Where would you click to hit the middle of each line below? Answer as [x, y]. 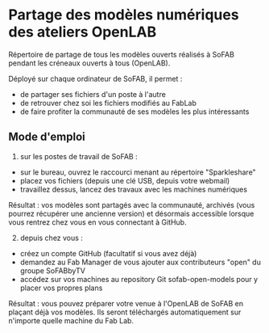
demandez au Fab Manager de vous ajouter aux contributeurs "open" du [141, 262]
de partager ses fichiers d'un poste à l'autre [93, 94]
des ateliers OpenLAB [83, 32]
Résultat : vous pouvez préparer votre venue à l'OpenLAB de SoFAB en [126, 303]
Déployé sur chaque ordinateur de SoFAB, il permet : [95, 78]
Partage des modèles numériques [124, 15]
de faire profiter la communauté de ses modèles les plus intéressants [134, 112]
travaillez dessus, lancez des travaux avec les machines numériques [134, 189]
